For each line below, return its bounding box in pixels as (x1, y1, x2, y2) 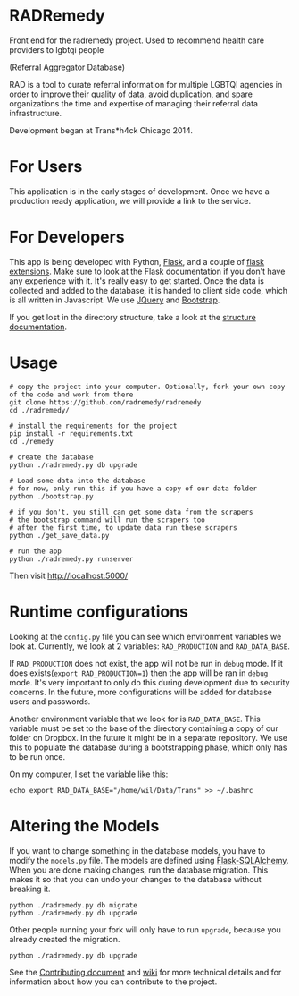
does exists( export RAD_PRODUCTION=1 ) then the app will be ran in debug (9, 668, 269, 678)
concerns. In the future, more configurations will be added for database (9, 686, 272, 697)
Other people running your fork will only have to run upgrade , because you (9, 924, 281, 935)
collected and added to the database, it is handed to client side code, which (9, 285, 288, 295)
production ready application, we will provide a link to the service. (9, 195, 252, 206)
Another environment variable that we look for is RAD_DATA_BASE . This (9, 713, 261, 724)
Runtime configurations (9, 601, 189, 622)
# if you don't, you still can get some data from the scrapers (9, 507, 253, 516)
